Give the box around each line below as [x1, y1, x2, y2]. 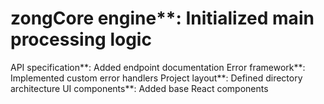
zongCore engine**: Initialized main [10, 7, 315, 30]
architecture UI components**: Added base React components [10, 82, 269, 94]
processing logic [10, 28, 152, 51]
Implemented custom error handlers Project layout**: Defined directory [10, 72, 303, 84]
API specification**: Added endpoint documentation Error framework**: [10, 61, 306, 73]
